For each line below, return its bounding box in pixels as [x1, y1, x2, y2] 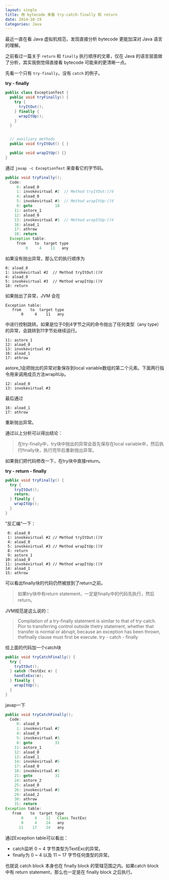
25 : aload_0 [14, 782, 39, 787]
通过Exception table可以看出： [5, 834, 69, 841]
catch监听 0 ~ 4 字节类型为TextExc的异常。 [12, 846, 103, 852]
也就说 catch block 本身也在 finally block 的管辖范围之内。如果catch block [5, 862, 159, 868]
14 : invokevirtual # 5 [14, 759, 60, 764]
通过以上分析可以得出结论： [5, 430, 63, 436]
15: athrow [5, 570, 28, 575]
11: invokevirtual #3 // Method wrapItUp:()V [5, 561, 102, 567]
